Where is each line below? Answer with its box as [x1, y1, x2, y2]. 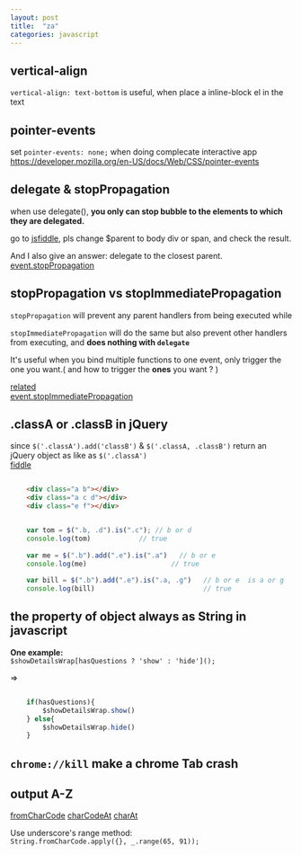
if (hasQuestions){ [26, 698, 95, 707]
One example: [10, 646, 64, 657]
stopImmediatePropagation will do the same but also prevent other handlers [10, 327, 288, 338]
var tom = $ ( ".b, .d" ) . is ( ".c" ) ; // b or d [26, 526, 192, 535]
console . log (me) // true [26, 559, 200, 568]
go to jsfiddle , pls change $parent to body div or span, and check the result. [10, 233, 292, 244]
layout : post [10, 13, 59, 22]
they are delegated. [10, 215, 84, 226]
